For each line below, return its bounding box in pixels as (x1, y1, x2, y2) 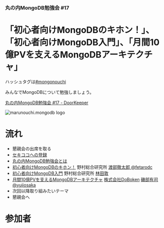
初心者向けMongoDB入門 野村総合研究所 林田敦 (12, 170, 109, 176)
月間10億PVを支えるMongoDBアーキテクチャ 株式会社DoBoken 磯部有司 (12, 176, 159, 182)
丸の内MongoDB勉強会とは (12, 158, 67, 164)
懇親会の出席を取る (12, 146, 52, 152)
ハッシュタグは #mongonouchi (5, 78, 66, 84)
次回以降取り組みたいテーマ (12, 188, 69, 193)
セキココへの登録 (12, 152, 47, 157)
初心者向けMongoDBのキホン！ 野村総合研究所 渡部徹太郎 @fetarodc (12, 164, 153, 170)
